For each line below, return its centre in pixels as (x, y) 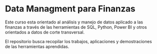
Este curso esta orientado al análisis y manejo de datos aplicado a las (74, 22)
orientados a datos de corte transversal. (45, 32)
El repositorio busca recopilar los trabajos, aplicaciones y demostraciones (78, 41)
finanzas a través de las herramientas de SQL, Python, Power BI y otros (76, 27)
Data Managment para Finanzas (70, 9)
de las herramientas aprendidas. (37, 46)
